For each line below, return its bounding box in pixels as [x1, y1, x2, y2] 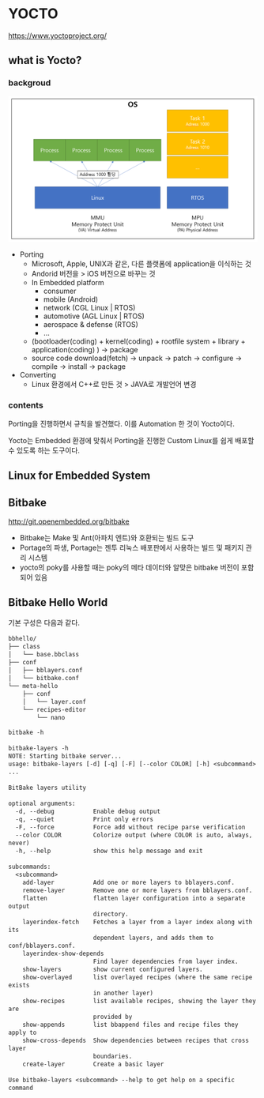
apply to [8, 1028, 37, 1036]
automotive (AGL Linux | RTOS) [43, 311, 145, 321]
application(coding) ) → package [31, 345, 138, 355]
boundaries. [92, 1052, 133, 1060]
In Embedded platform [31, 278, 104, 288]
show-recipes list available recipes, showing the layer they [22, 997, 257, 1005]
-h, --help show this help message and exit [15, 847, 203, 855]
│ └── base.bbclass [8, 650, 80, 658]
